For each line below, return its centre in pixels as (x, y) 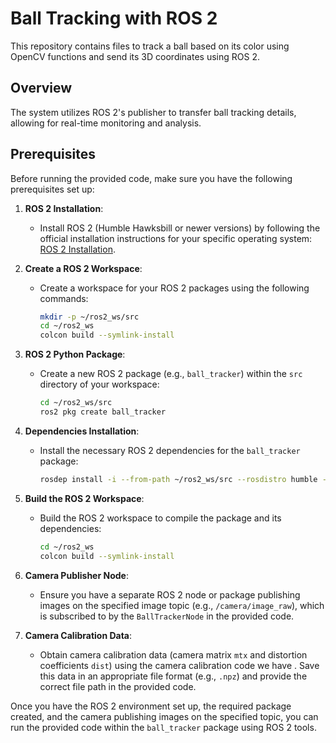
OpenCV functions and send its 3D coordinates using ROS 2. (135, 56)
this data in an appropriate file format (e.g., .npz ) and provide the (173, 676)
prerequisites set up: (52, 189)
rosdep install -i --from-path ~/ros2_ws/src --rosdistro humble (178, 479)
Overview (41, 88)
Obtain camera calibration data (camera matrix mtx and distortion (173, 654)
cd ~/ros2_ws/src (76, 403)
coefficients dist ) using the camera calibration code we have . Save (179, 665)
